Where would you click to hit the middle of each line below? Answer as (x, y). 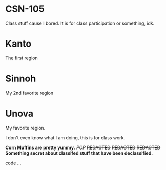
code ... (13, 163)
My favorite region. (25, 128)
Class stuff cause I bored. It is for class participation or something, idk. (80, 23)
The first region (22, 58)
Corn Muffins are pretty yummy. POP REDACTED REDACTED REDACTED (83, 147)
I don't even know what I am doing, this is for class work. (65, 137)
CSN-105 (25, 9)
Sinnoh (21, 79)
